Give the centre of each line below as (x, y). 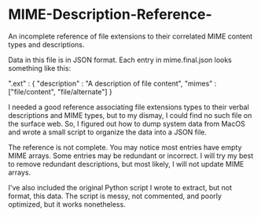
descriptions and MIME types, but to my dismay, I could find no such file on (130, 115)
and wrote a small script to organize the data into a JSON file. (107, 132)
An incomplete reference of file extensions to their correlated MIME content (130, 36)
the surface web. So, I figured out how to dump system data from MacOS (127, 123)
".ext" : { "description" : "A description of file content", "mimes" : (112, 83)
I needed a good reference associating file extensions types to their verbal (129, 107)
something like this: (40, 68)
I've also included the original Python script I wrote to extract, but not (120, 187)
